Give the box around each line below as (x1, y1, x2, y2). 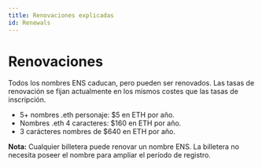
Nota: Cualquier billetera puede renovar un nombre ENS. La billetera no (8, 142, 240, 151)
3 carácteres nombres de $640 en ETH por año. (19, 127, 175, 136)
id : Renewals (8, 19, 51, 27)
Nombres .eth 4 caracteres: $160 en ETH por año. (19, 118, 182, 128)
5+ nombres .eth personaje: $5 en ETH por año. (19, 111, 175, 120)
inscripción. (8, 95, 46, 104)
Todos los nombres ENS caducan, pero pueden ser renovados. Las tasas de (8, 78, 255, 88)
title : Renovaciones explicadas (8, 11, 114, 20)
